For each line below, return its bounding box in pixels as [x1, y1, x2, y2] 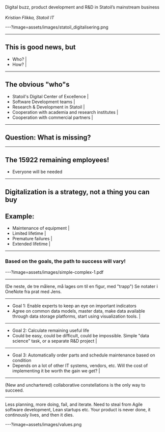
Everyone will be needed [12, 169, 62, 175]
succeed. [5, 387, 24, 393]
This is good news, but [5, 43, 76, 51]
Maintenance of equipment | [12, 225, 70, 231]
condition [12, 357, 32, 363]
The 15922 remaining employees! [5, 155, 110, 164]
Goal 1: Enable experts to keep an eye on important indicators [12, 303, 137, 309]
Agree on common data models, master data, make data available [12, 308, 145, 314]
